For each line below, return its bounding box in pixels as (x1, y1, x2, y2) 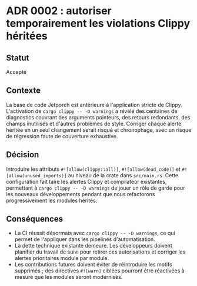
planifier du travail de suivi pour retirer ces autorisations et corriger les (14, 248, 186, 255)
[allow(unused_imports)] (6, 173, 67, 178)
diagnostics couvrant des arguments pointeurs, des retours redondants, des (6, 113, 191, 121)
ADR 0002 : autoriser (6, 4, 112, 18)
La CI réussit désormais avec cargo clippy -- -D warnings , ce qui (14, 229, 175, 237)
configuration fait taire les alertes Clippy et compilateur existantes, (6, 178, 167, 185)
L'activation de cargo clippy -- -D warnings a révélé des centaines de (6, 108, 178, 115)
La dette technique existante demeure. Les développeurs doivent (14, 242, 172, 249)
